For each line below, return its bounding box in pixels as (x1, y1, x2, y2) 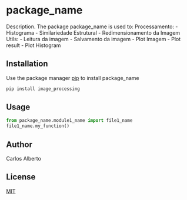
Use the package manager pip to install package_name (6, 74, 139, 81)
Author (6, 139, 32, 149)
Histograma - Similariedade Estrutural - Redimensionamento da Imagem (6, 29, 181, 36)
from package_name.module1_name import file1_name (6, 118, 133, 124)
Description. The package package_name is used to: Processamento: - (6, 23, 178, 30)
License (6, 172, 36, 182)
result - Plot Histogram (6, 42, 61, 49)
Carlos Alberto (6, 155, 41, 162)
